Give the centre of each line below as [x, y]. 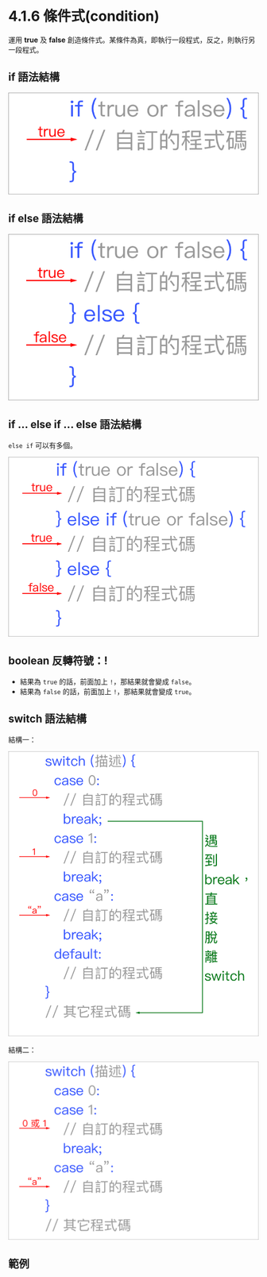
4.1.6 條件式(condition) [84, 16]
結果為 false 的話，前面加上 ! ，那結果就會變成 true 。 [108, 691]
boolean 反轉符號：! [58, 661]
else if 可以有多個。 [43, 445]
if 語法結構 [34, 77]
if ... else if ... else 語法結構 [75, 424]
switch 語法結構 [48, 719]
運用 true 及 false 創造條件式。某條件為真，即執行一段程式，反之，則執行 [128, 40]
